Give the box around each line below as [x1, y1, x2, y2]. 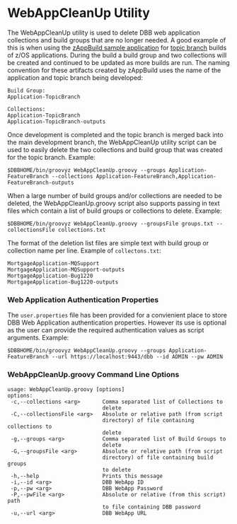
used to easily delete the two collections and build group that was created [7, 145, 223, 153]
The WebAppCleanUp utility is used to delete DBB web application [7, 28, 200, 37]
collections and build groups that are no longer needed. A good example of [7, 35, 226, 44]
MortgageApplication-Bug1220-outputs [7, 278, 119, 286]
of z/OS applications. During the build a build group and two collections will [7, 51, 227, 59]
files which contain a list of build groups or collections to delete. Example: [7, 206, 222, 215]
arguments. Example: [7, 334, 69, 342]
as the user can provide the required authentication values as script [7, 326, 204, 334]
